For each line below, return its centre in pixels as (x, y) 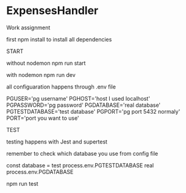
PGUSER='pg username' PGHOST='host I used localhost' (78, 98)
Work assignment (28, 27)
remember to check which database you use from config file (82, 153)
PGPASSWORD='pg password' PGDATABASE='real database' (84, 105)
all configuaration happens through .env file (61, 87)
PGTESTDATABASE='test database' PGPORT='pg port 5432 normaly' (93, 111)
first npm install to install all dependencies (59, 39)
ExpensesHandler (52, 11)
